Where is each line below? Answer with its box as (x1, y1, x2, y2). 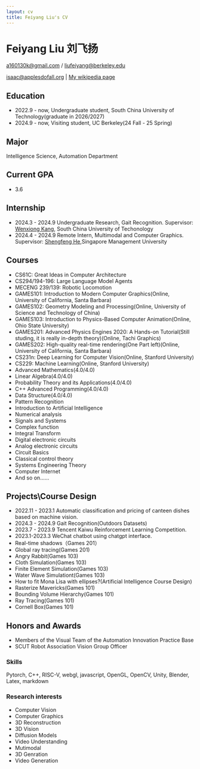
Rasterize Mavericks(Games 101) (14, 585, 96, 592)
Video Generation (14, 756, 59, 764)
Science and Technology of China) (14, 309, 100, 316)
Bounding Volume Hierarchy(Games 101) (14, 590, 115, 598)
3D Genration (14, 750, 48, 758)
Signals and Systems (14, 417, 67, 424)
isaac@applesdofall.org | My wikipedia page (6, 73, 115, 81)
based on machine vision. (14, 513, 78, 521)
